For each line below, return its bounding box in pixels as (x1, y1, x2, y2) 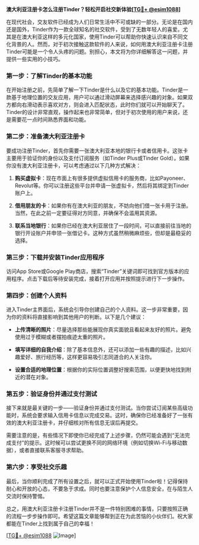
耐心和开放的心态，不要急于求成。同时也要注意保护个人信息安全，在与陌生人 (6, 485, 193, 492)
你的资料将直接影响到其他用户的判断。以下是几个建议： (11, 313, 146, 321)
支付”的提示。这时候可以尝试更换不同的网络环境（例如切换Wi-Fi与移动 (11, 439, 182, 446)
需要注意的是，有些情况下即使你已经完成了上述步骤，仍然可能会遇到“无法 (6, 432, 185, 439)
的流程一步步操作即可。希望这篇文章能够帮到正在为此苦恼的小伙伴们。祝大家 (6, 512, 193, 519)
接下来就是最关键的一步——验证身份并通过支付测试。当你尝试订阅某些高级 (6, 404, 188, 411)
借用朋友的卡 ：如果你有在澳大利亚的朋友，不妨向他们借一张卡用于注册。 (14, 202, 191, 209)
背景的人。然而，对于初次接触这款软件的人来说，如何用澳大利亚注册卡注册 (11, 41, 193, 47)
